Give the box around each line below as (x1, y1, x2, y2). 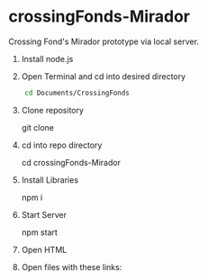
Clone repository (21, 104, 85, 115)
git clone (21, 122, 55, 132)
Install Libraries (21, 174, 78, 185)
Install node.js (21, 53, 74, 64)
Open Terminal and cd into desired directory (21, 70, 186, 82)
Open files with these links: (21, 261, 122, 272)
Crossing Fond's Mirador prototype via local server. (8, 36, 200, 47)
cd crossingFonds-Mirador (21, 157, 121, 167)
